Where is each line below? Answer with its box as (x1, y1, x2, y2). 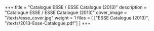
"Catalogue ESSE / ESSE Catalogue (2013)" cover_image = (5, 9, 127, 15)
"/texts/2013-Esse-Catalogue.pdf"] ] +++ (5, 20, 91, 26)
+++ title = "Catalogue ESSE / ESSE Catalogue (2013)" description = (5, 4, 147, 10)
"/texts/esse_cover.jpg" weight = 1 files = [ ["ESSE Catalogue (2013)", (5, 15, 149, 20)
